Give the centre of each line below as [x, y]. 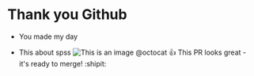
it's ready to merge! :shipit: [63, 63]
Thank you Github [67, 15]
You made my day [48, 36]
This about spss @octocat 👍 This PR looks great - [133, 52]
